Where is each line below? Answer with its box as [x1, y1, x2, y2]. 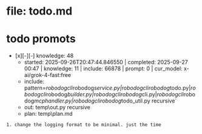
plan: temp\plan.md [24, 110, 73, 118]
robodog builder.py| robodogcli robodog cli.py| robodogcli [45, 91, 184, 98]
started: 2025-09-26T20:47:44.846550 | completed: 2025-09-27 [24, 59, 188, 66]
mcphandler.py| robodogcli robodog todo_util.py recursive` [34, 97, 177, 104]
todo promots [6, 32, 76, 46]
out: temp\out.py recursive [24, 104, 91, 111]
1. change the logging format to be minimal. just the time [6, 122, 162, 128]
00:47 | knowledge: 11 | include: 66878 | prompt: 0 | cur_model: [24, 65, 183, 72]
